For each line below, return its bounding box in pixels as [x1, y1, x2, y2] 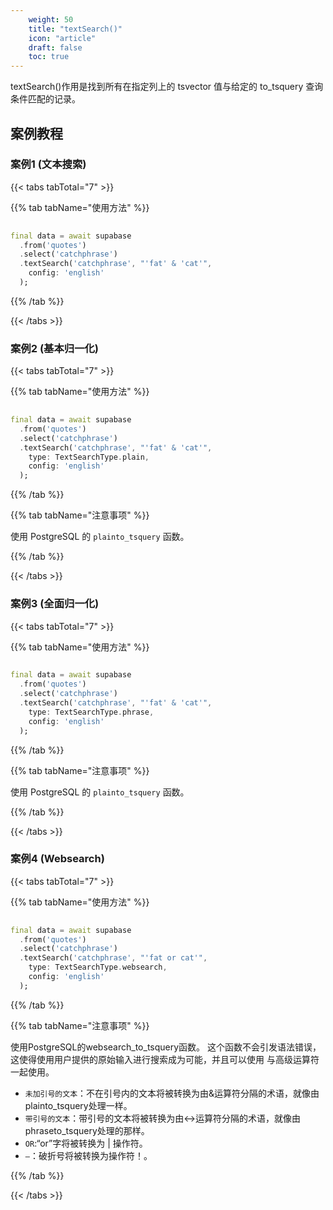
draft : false [28, 42, 83, 53]
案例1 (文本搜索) [10, 157, 87, 171]
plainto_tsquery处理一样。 [24, 1099, 133, 1111]
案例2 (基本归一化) [10, 341, 100, 355]
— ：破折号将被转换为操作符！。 [24, 1149, 153, 1161]
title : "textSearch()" [28, 24, 123, 34]
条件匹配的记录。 [10, 93, 81, 105]
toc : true [28, 52, 70, 62]
